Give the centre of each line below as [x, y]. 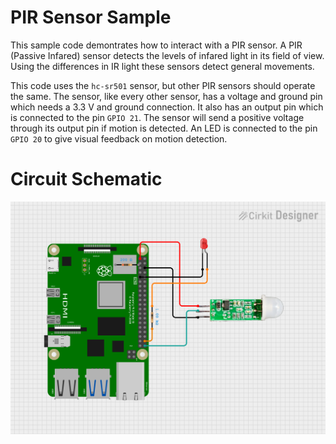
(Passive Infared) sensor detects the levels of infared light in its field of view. [167, 55]
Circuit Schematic [86, 179]
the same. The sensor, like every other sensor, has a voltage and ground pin [166, 96]
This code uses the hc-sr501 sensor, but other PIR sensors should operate [163, 85]
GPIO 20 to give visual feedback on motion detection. [119, 138]
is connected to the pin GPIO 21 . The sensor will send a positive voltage [157, 117]
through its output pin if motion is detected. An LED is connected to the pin [164, 128]
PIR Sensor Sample [91, 17]
